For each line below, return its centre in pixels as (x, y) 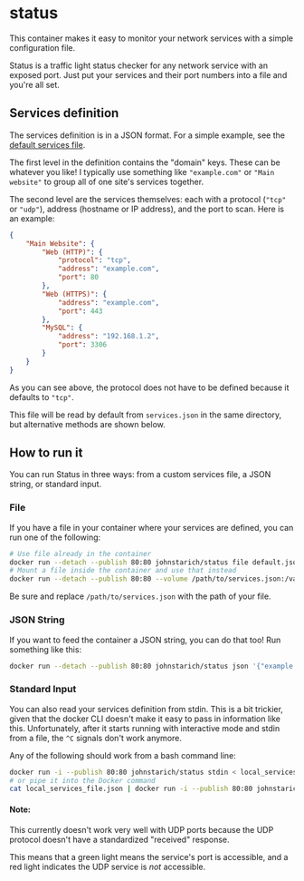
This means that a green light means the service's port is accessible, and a (149, 857)
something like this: (46, 649)
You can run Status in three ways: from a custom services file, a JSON (140, 475)
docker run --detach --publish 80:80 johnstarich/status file (129, 562)
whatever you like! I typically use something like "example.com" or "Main (142, 171)
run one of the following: (55, 537)
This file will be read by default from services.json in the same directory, (146, 415)
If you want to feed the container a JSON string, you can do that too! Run (145, 640)
